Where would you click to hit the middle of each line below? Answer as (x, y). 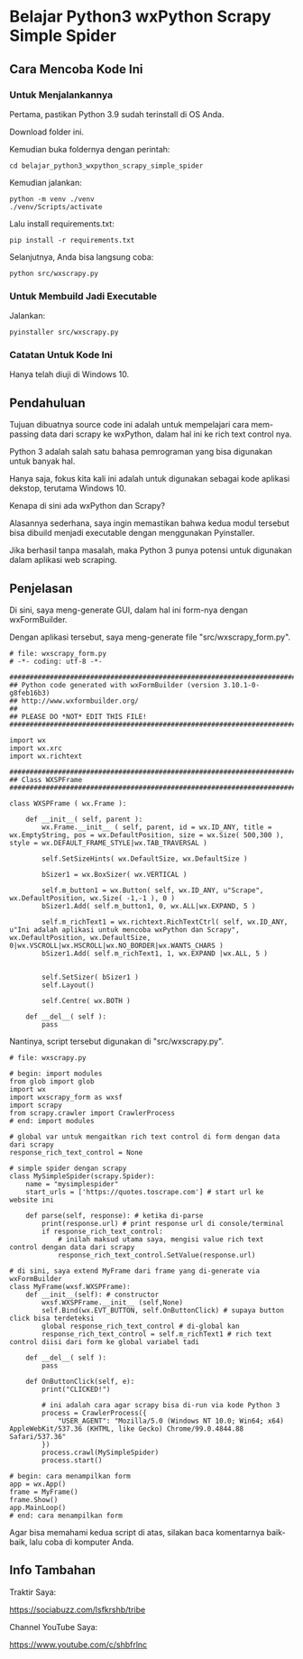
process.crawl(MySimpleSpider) (101, 1453)
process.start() (72, 1461)
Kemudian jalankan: (46, 182)
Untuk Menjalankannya (61, 95)
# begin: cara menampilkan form (70, 1477)
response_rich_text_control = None (76, 1153)
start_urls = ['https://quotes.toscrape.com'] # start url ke (145, 1193)
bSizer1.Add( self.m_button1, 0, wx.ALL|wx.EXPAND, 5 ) (149, 907)
